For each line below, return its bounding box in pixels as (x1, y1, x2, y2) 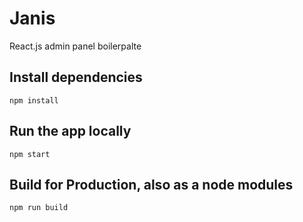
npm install (9, 95, 59, 106)
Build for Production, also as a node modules (9, 176, 294, 193)
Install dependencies (9, 69, 143, 86)
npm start (9, 149, 51, 159)
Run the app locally (9, 123, 132, 140)
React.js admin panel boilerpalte (9, 40, 142, 52)
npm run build (9, 203, 69, 213)
